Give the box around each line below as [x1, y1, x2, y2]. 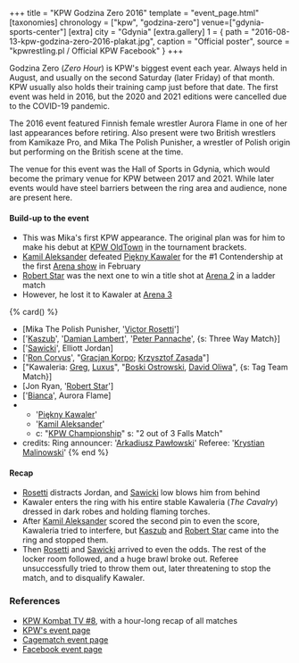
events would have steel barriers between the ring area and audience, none [9, 183, 287, 193]
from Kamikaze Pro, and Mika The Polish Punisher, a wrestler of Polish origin [9, 137, 291, 147]
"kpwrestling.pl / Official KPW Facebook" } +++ [9, 46, 184, 56]
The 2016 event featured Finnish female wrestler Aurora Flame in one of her [9, 118, 288, 128]
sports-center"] [9, 27, 67, 37]
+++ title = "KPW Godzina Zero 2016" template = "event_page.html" [9, 8, 260, 18]
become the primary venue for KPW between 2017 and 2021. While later [9, 173, 275, 184]
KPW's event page [21, 625, 91, 635]
